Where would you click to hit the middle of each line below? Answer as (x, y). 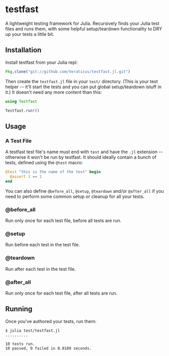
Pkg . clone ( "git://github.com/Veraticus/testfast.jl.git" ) (68, 72)
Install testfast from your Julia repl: (41, 62)
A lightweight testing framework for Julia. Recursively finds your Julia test (82, 23)
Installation (23, 50)
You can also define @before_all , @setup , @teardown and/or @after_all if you (84, 191)
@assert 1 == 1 (26, 176)
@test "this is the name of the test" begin (53, 172)
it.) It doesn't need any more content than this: (54, 92)
